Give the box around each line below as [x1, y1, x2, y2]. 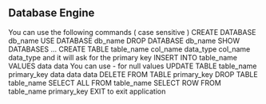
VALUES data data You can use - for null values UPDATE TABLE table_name [8, 61, 257, 71]
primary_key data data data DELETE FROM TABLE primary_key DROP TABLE [8, 69, 258, 79]
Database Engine [8, 6, 95, 20]
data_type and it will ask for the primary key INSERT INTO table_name [8, 52, 238, 62]
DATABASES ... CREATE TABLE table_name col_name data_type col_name [8, 44, 251, 54]
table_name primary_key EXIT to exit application [8, 87, 166, 96]
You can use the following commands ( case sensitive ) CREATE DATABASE [8, 27, 256, 37]
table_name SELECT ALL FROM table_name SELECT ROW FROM [8, 78, 221, 87]
